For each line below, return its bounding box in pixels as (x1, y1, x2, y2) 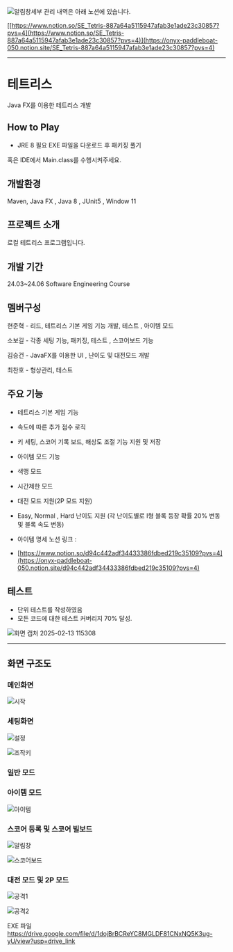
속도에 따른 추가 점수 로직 (17, 422, 87, 431)
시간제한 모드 (17, 482, 53, 490)
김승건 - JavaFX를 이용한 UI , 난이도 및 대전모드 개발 (7, 351, 150, 359)
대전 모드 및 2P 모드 (7, 875, 69, 885)
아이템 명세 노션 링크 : (17, 534, 77, 543)
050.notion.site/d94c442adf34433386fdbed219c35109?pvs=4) (17, 564, 200, 572)
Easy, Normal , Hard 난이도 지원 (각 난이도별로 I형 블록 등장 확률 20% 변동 (17, 511, 221, 520)
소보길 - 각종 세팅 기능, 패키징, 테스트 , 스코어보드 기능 (7, 336, 154, 344)
